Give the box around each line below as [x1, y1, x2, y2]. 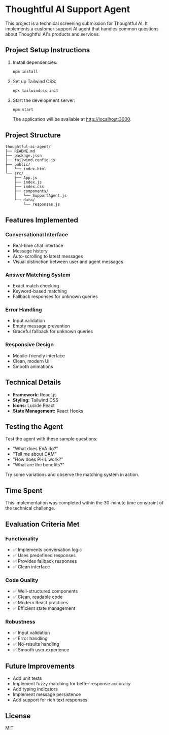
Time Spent [5, 486, 43, 495]
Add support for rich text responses [12, 697, 88, 703]
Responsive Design [5, 341, 54, 348]
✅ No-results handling [12, 641, 59, 647]
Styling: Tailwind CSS [12, 397, 59, 403]
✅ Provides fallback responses [12, 558, 77, 564]
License [5, 711, 31, 720]
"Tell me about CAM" [12, 451, 57, 457]
